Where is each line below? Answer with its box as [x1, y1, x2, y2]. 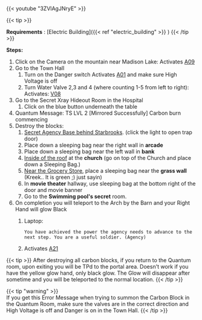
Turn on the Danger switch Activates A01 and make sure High [24, 71, 177, 78]
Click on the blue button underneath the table [24, 103, 138, 110]
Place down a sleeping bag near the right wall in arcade [24, 141, 163, 149]
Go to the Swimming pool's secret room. [24, 193, 127, 200]
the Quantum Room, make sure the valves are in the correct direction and [6, 301, 189, 308]
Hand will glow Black [15, 206, 68, 213]
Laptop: [24, 217, 44, 225]
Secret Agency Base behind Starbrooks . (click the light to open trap [24, 129, 192, 136]
